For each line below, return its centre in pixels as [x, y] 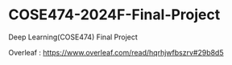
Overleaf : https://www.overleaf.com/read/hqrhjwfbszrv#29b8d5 [116, 52]
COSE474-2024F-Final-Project [114, 15]
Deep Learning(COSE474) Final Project [73, 37]
